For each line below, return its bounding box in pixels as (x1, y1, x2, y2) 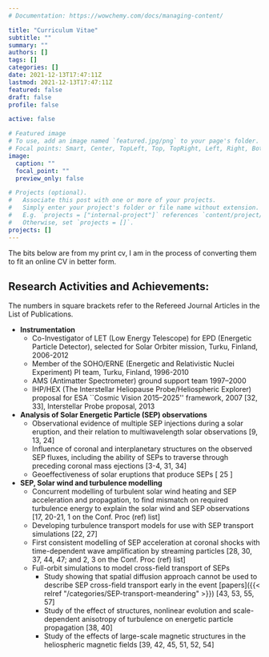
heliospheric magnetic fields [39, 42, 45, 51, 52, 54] (43, 640, 215, 650)
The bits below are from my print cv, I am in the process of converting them (8, 248, 258, 257)
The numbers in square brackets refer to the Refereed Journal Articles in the (8, 301, 260, 311)
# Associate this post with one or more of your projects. (8, 196, 217, 204)
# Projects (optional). (8, 189, 88, 197)
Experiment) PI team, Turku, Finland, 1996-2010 (31, 368, 190, 377)
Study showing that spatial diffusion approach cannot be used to (43, 572, 258, 582)
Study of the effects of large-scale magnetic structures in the (43, 631, 247, 641)
